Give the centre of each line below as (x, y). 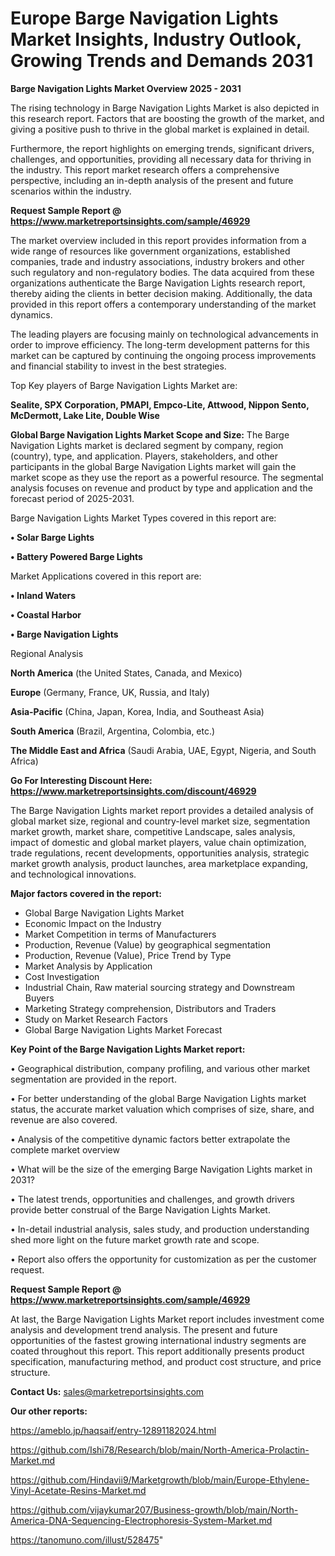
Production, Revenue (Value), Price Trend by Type (128, 955)
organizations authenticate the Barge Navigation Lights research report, (158, 283)
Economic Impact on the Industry (93, 923)
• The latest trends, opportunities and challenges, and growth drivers (152, 1199)
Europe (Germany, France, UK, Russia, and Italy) (110, 692)
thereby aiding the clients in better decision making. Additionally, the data (161, 293)
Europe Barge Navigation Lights (144, 18)
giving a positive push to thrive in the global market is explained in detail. (160, 129)
